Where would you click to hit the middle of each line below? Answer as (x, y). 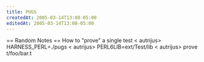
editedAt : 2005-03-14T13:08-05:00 (50, 23)
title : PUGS (21, 12)
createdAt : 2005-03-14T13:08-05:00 (52, 18)
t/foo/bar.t (19, 53)
